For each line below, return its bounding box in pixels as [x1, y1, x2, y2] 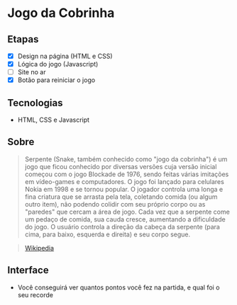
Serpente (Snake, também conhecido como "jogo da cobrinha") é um [24, 154, 228, 163]
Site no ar [17, 68, 46, 76]
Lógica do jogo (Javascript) [17, 60, 99, 69]
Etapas [7, 33, 39, 45]
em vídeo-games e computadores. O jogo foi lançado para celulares [24, 177, 225, 185]
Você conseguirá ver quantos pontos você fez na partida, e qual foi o [17, 283, 220, 292]
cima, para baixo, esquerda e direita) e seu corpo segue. [24, 230, 191, 238]
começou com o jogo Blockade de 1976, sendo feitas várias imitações [24, 170, 229, 178]
